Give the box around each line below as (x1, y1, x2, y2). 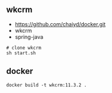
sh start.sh (6, 50, 36, 56)
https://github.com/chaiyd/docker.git (14, 20, 106, 27)
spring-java (14, 33, 44, 41)
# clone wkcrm (6, 45, 42, 51)
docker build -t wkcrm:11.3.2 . (6, 82, 87, 88)
